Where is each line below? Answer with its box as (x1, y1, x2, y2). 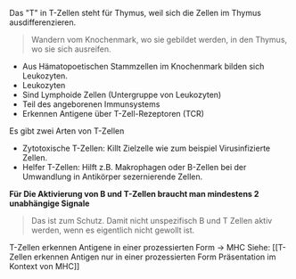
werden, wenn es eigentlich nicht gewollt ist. (30, 225, 195, 235)
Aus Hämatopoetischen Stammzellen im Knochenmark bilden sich (21, 62, 265, 71)
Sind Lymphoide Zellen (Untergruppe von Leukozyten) (21, 89, 222, 100)
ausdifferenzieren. (9, 17, 77, 28)
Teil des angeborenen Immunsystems (21, 99, 160, 110)
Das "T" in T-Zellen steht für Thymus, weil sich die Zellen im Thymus (9, 8, 261, 18)
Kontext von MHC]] (9, 261, 80, 271)
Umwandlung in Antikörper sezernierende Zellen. (21, 171, 203, 182)
